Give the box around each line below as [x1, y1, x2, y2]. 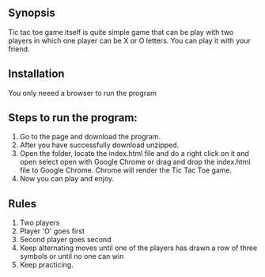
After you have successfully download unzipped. [19, 140, 180, 150]
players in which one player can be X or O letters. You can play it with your [8, 36, 251, 45]
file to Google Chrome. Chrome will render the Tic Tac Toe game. [19, 165, 233, 175]
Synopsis [8, 6, 55, 20]
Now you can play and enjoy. [19, 174, 115, 184]
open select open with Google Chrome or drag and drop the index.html [19, 157, 251, 167]
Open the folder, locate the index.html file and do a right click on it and [19, 149, 249, 158]
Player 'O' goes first [19, 226, 85, 236]
